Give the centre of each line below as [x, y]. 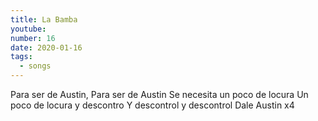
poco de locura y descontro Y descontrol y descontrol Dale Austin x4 [152, 105]
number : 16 [33, 38]
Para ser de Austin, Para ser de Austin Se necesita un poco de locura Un [159, 94]
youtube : [28, 29]
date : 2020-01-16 [46, 47]
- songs [35, 66]
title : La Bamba [44, 19]
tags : [21, 57]
